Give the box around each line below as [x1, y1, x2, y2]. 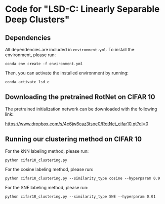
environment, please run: [5, 52, 56, 58]
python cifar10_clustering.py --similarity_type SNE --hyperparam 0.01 [5, 194, 156, 199]
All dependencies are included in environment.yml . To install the [5, 47, 135, 52]
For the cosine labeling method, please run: [5, 166, 94, 172]
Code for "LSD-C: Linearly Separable [5, 3, 160, 15]
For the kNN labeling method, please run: [5, 148, 89, 154]
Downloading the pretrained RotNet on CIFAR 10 [5, 93, 156, 102]
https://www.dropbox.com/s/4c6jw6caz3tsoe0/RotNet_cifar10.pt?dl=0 [5, 121, 149, 127]
